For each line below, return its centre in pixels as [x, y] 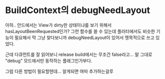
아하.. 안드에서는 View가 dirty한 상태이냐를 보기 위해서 [58, 25]
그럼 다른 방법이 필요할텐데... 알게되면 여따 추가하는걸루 [59, 71]
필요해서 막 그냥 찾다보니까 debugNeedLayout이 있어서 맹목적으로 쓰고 [84, 37]
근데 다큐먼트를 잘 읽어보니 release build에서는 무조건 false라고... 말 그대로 [79, 54]
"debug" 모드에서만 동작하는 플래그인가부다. [49, 60]
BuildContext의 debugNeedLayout [78, 10]
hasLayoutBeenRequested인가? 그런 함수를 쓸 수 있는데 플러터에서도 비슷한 [80, 31]
